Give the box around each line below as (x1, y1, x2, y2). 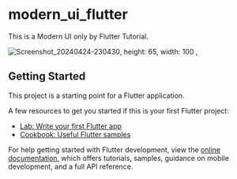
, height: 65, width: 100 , (119, 47, 198, 56)
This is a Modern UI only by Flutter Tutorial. (8, 32, 149, 41)
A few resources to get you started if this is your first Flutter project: (8, 106, 229, 115)
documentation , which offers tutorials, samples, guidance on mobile (8, 153, 229, 162)
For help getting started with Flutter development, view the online (8, 144, 221, 155)
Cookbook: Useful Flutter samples (19, 129, 131, 139)
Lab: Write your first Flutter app (19, 121, 122, 131)
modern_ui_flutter (8, 6, 128, 24)
